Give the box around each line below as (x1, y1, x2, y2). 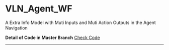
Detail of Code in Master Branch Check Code (5, 34, 100, 40)
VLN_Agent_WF (5, 3, 73, 14)
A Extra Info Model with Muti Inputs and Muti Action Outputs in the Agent (5, 19, 156, 25)
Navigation (5, 24, 28, 30)
